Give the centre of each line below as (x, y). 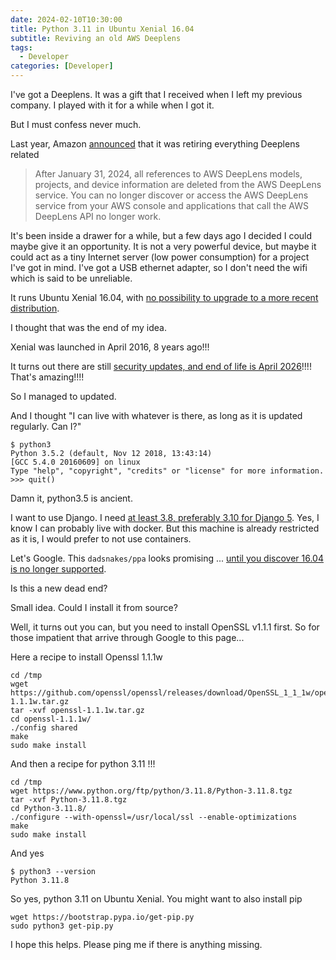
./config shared (44, 728)
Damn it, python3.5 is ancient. (71, 498)
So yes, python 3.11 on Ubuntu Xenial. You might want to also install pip (156, 899)
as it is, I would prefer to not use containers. (101, 539)
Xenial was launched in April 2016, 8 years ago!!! (110, 347)
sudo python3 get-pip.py (62, 926)
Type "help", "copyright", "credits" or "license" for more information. (167, 471)
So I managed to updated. (63, 396)
